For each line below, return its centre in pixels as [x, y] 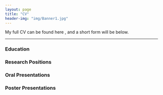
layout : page [18, 9]
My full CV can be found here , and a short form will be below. [67, 32]
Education [17, 49]
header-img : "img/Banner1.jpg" [37, 18]
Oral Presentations [27, 75]
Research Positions [28, 62]
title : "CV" [17, 14]
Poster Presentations [30, 88]
